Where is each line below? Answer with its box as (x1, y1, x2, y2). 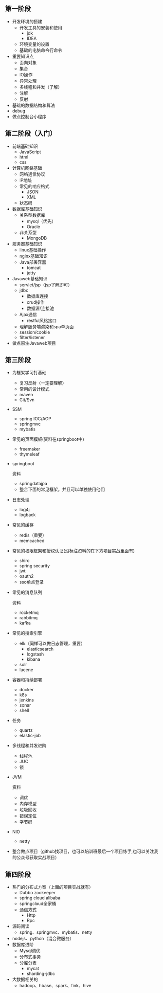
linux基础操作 (19, 247, 46, 253)
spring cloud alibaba (19, 895, 61, 901)
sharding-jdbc (26, 970, 55, 977)
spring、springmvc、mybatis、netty (19, 929, 92, 935)
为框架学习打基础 (12, 370, 47, 376)
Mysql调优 (19, 948, 40, 954)
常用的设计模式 (19, 386, 50, 392)
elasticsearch (26, 646, 54, 652)
